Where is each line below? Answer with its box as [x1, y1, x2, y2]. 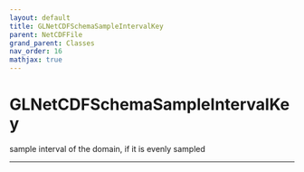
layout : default [9, 13, 71, 23]
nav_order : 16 [9, 47, 63, 56]
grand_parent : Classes [9, 38, 95, 48]
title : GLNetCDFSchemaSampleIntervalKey [9, 22, 165, 31]
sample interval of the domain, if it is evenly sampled [9, 143, 206, 154]
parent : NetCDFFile [9, 30, 83, 39]
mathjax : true [9, 55, 63, 64]
